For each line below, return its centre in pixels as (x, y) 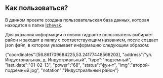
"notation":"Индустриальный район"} (80, 70)
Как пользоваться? (37, 8)
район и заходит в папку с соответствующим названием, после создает (82, 40)
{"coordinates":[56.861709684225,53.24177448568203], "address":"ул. (79, 54)
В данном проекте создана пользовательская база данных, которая (77, 20)
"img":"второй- (134, 65)
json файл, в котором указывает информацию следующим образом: (77, 45)
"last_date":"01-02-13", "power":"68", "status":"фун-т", (61, 65)
